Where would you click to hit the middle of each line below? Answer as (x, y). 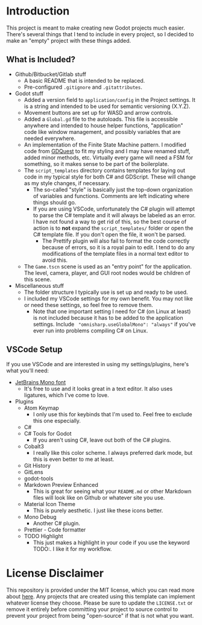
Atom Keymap (41, 408)
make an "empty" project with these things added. (69, 40)
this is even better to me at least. (74, 459)
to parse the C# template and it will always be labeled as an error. (114, 215)
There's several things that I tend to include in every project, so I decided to (100, 34)
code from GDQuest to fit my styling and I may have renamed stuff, (107, 151)
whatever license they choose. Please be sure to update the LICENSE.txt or (99, 603)
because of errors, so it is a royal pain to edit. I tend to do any (118, 247)
